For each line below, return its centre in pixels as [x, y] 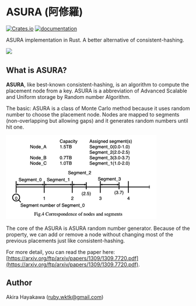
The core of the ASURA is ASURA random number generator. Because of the [98, 228]
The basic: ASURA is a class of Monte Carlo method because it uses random [98, 108]
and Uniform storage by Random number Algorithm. [68, 97]
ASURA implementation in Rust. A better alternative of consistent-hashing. [95, 40]
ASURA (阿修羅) [45, 12]
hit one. [15, 127]
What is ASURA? [36, 71]
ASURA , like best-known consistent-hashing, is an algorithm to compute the [98, 84]
